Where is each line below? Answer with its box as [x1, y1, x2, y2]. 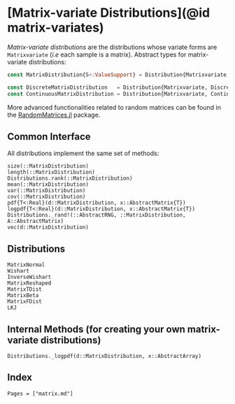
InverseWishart [7, 274, 52, 281]
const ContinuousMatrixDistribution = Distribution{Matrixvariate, [7, 90, 208, 97]
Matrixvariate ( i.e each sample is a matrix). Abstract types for [7, 50, 187, 59]
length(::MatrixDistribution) [7, 169, 96, 176]
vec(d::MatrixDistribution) [7, 224, 90, 231]
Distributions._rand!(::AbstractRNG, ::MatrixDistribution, [7, 212, 187, 219]
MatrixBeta [7, 292, 39, 299]
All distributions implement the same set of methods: [7, 149, 159, 158]
